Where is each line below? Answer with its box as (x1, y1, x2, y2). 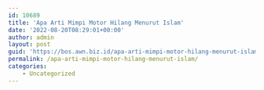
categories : (8, 63, 47, 70)
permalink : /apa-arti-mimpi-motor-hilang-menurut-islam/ (8, 56, 199, 63)
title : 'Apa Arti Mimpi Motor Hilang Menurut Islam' (8, 19, 185, 27)
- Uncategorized (22, 70, 76, 77)
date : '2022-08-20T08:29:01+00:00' (8, 26, 125, 34)
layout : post (8, 41, 51, 49)
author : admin (8, 33, 55, 41)
